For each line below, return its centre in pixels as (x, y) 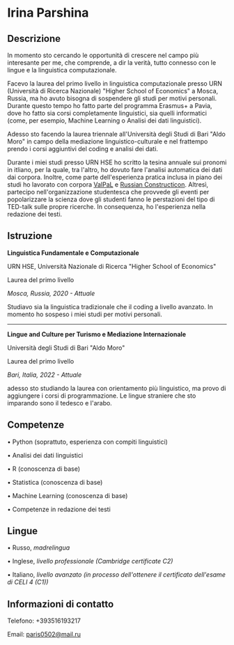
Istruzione (30, 236)
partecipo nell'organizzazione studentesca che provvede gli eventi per (108, 192)
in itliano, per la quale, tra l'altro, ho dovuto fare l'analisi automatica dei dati (115, 170)
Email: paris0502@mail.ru (44, 635)
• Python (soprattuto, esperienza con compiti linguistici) (88, 442)
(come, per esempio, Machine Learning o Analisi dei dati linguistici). (104, 121)
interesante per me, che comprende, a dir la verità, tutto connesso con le (112, 63)
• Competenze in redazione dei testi (59, 509)
